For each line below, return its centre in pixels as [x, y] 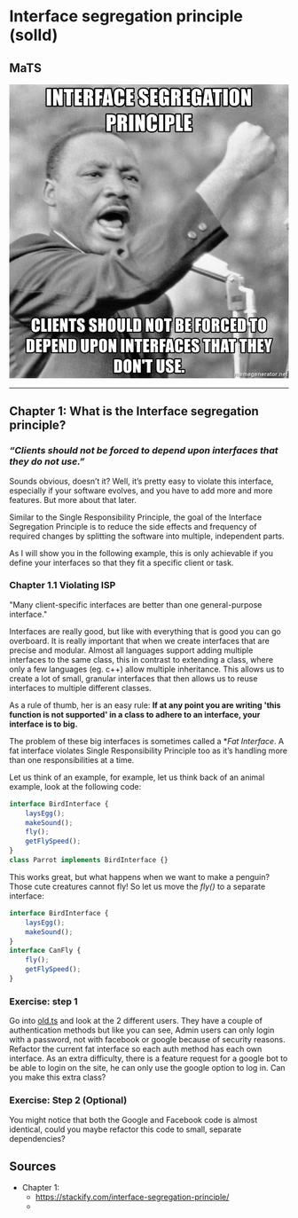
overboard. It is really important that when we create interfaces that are [140, 640]
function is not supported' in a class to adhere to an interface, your [135, 714]
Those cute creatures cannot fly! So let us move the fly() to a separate [137, 886]
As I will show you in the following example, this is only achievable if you [141, 553]
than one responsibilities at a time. [72, 759]
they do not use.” [47, 461]
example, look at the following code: [75, 786]
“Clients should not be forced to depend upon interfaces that [144, 451]
